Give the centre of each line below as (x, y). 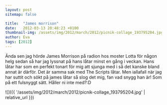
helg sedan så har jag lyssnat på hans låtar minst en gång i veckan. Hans (80, 61)
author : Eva (17, 37)
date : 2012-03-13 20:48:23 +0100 (42, 28)
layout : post (19, 10)
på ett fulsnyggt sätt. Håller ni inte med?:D (48, 82)
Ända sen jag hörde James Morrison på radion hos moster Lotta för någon (81, 56)
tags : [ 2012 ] (19, 42)
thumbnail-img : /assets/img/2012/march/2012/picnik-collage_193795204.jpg (84, 33)
